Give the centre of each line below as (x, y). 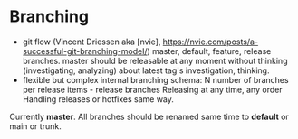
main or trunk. (35, 126)
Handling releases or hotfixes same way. (98, 99)
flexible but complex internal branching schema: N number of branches (155, 79)
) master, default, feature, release (209, 51)
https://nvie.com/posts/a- (211, 42)
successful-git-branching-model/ (85, 51)
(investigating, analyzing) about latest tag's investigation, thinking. (146, 70)
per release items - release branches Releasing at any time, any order (152, 89)
